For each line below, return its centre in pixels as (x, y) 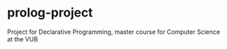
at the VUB (22, 39)
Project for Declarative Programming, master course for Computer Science (113, 32)
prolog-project (50, 13)
